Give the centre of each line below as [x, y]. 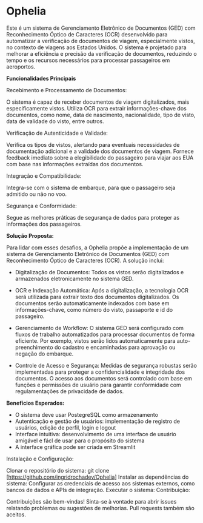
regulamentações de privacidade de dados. [69, 391]
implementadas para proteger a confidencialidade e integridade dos [100, 372]
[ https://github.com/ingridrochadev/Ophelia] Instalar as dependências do [98, 477]
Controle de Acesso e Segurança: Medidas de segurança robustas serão [106, 365]
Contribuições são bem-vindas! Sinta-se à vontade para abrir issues [92, 501]
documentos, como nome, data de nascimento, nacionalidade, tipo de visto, [101, 115]
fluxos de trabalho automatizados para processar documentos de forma [105, 334]
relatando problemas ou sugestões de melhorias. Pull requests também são [101, 508]
